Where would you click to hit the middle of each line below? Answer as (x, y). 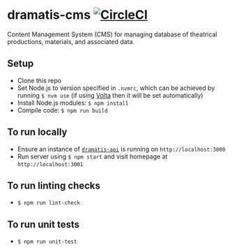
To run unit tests (44, 224)
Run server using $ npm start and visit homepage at (92, 156)
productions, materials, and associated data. (71, 41)
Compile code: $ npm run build (62, 110)
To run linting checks (54, 185)
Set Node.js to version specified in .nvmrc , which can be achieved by (116, 88)
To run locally (37, 132)
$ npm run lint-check (48, 203)
